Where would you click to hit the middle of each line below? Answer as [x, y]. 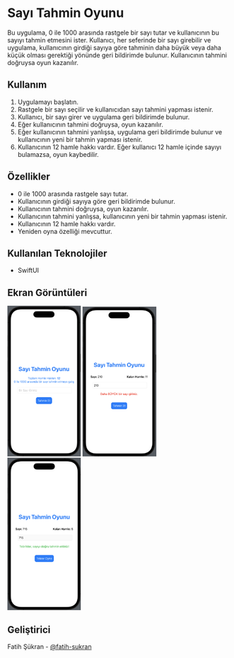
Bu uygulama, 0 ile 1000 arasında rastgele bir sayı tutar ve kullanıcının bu [113, 33]
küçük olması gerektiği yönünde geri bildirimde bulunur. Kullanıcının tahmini [117, 55]
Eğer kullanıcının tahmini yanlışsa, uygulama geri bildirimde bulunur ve [120, 131]
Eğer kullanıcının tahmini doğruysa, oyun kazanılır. [90, 124]
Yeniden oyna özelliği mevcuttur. [65, 231]
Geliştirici [29, 629]
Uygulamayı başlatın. [48, 102]
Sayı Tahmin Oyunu [66, 13]
